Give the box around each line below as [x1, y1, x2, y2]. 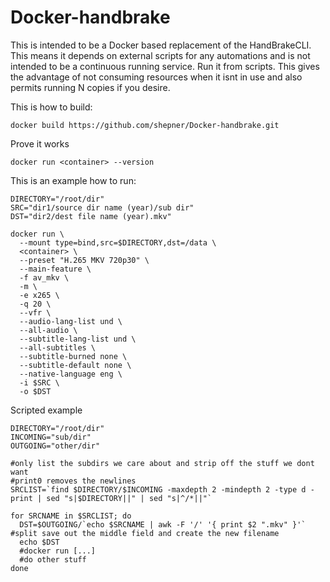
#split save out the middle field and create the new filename [10, 528, 280, 538]
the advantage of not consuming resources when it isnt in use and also [10, 71, 303, 83]
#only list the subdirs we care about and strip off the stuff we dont [10, 458, 315, 468]
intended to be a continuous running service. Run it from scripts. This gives [10, 60, 320, 72]
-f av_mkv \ [19, 272, 70, 283]
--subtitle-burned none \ [19, 351, 128, 361]
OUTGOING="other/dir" [10, 441, 101, 451]
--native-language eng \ [19, 369, 123, 379]
